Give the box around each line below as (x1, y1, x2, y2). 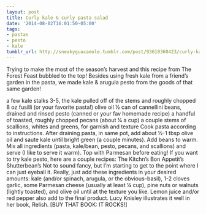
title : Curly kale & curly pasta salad (6, 15, 109, 21)
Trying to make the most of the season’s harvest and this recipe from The (6, 65, 192, 73)
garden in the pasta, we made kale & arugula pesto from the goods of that (6, 78, 193, 86)
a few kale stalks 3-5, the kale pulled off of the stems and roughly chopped (6, 97, 196, 104)
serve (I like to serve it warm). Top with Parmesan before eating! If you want (6, 149, 198, 156)
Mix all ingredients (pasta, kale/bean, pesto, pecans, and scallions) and (6, 142, 186, 150)
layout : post (6, 9, 40, 15)
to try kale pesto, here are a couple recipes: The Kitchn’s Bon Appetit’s (6, 155, 184, 163)
